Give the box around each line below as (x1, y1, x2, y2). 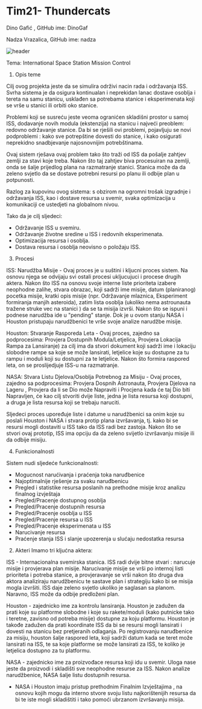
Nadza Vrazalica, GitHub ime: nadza (6, 36, 96, 43)
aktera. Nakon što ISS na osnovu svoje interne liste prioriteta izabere (6, 279, 177, 287)
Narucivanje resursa (14, 528, 65, 536)
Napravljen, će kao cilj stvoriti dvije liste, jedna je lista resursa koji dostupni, (6, 392, 194, 399)
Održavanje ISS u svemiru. (14, 224, 81, 231)
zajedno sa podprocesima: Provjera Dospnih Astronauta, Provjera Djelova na (6, 379, 196, 387)
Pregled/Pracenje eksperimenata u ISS (14, 522, 112, 529)
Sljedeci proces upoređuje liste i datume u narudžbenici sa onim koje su (6, 410, 185, 417)
